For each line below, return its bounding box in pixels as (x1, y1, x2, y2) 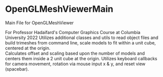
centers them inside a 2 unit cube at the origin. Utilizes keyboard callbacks (5, 55, 158, 61)
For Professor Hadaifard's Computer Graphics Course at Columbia (5, 29, 141, 35)
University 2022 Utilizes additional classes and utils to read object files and (5, 35, 159, 40)
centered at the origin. (5, 45, 51, 51)
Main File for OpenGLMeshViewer (5, 20, 74, 26)
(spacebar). (5, 66, 29, 72)
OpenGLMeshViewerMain (5, 3, 113, 15)
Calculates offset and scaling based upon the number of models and (5, 50, 145, 56)
